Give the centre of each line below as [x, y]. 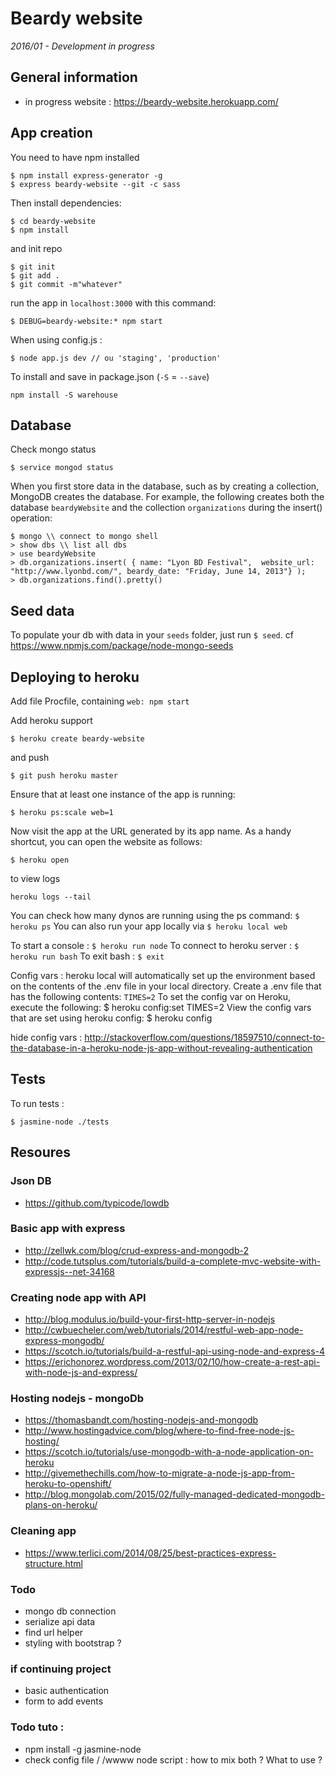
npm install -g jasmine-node [83, 1749]
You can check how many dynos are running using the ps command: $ [155, 915]
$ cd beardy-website [53, 221]
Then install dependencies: [66, 203]
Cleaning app [43, 1531]
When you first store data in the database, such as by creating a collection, [165, 486]
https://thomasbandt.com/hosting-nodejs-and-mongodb [141, 1420]
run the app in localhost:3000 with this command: [113, 303]
